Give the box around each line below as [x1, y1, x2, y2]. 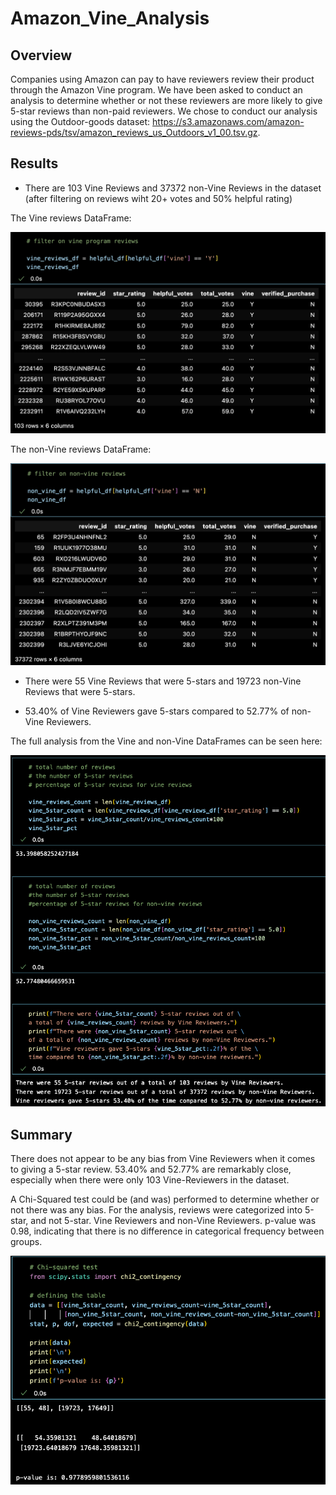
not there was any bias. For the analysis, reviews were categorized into [10, 1204, 303, 1216]
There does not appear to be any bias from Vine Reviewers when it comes [10, 1153, 316, 1165]
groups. [10, 1236, 43, 1248]
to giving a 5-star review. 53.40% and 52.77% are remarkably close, [10, 1163, 292, 1176]
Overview [10, 47, 73, 64]
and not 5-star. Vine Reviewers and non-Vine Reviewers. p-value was [30, 1215, 317, 1227]
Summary [10, 1126, 73, 1143]
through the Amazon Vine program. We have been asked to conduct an [10, 84, 303, 96]
